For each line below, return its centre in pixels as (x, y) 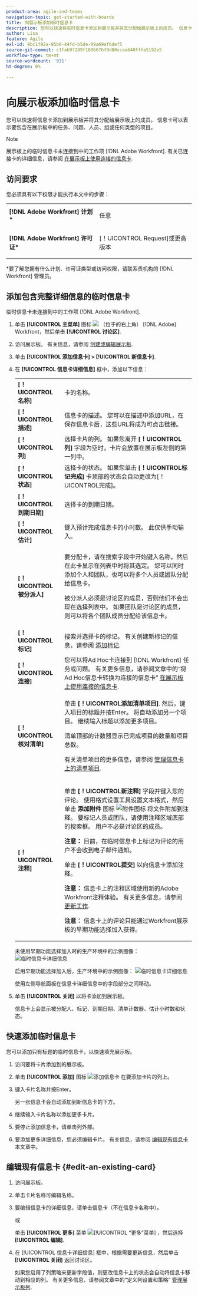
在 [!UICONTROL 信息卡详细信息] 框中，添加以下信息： (81, 369)
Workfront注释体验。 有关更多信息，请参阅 (123, 897)
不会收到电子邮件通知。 (103, 850)
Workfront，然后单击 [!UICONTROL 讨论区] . (68, 331)
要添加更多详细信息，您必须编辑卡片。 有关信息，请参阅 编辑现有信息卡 (101, 1139)
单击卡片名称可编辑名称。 (46, 1195)
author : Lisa (22, 34)
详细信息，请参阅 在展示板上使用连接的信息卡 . (77, 159)
